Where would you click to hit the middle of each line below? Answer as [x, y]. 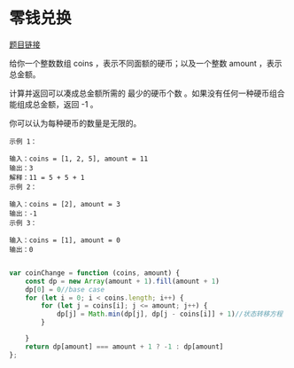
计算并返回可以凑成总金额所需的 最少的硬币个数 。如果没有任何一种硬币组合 [147, 93]
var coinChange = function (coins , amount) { [94, 273]
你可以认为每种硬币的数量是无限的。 [75, 123]
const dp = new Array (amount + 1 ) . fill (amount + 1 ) [122, 281]
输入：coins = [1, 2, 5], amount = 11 [79, 159]
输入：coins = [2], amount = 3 [65, 204]
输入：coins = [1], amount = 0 [65, 240]
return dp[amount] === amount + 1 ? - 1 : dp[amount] [124, 347]
